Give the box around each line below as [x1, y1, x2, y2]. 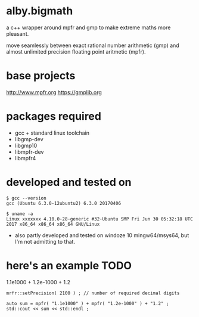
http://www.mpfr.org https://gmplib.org [6, 88, 102, 96]
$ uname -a [6, 210, 33, 217]
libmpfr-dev [14, 148, 44, 156]
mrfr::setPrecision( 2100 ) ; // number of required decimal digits [6, 290, 180, 296]
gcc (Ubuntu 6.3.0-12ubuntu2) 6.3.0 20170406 [6, 200, 121, 206]
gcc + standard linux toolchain [14, 129, 90, 136]
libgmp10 [14, 142, 38, 149]
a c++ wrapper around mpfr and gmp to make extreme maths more [6, 24, 171, 31]
